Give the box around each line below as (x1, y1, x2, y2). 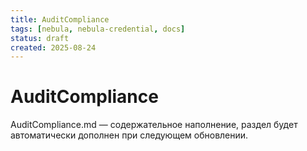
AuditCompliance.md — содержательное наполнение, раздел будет (10, 119, 298, 131)
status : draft (10, 33, 70, 43)
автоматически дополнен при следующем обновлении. (10, 129, 249, 141)
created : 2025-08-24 (10, 42, 97, 53)
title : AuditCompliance (10, 14, 110, 25)
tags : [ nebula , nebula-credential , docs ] (10, 24, 186, 34)
